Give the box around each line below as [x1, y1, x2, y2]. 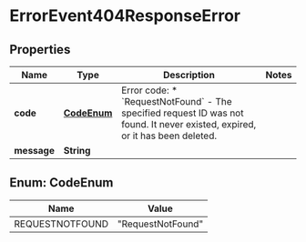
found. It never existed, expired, [121, 118, 257, 130]
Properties [9, 42, 71, 57]
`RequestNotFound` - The [121, 96, 232, 107]
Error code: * [121, 84, 178, 96]
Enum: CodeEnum [9, 175, 114, 191]
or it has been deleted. [121, 129, 218, 142]
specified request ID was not [121, 106, 244, 119]
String [63, 145, 91, 156]
